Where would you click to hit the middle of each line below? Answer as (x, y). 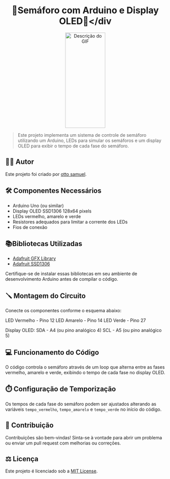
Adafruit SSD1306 (31, 264)
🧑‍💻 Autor (20, 162)
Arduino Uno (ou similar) (38, 205)
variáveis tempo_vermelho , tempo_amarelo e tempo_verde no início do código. (83, 409)
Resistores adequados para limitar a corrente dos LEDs (70, 222)
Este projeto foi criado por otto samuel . (46, 174)
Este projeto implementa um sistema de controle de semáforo (82, 135)
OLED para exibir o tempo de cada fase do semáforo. (73, 146)
